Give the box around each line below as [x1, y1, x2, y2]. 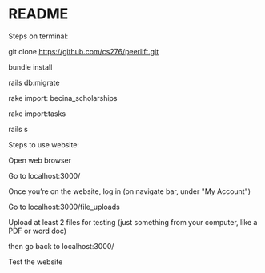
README [8, 5, 69, 23]
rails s [8, 124, 28, 134]
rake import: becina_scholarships [8, 93, 118, 102]
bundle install [8, 62, 53, 72]
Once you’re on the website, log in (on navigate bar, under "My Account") [8, 186, 251, 196]
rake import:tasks [8, 109, 66, 118]
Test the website [8, 257, 63, 267]
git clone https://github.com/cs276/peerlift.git [8, 46, 159, 56]
